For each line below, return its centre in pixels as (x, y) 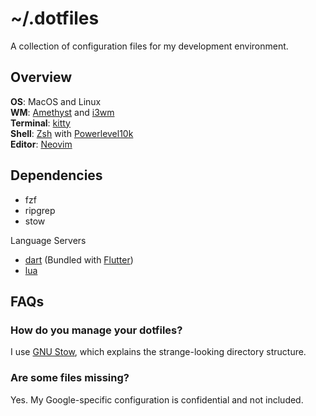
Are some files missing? (70, 378)
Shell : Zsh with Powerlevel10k (72, 133)
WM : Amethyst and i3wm (62, 112)
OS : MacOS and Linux (56, 101)
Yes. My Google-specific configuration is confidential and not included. (157, 399)
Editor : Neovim (41, 144)
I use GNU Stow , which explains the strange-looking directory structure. (158, 352)
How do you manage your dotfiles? (96, 330)
